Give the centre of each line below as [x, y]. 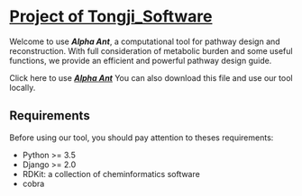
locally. [23, 87]
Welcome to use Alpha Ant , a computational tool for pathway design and [145, 41]
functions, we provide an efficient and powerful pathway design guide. [141, 60]
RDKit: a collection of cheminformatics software [111, 174]
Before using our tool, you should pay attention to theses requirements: [142, 138]
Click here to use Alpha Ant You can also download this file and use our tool [151, 77]
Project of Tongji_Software [111, 17]
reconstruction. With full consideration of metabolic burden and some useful [151, 50]
